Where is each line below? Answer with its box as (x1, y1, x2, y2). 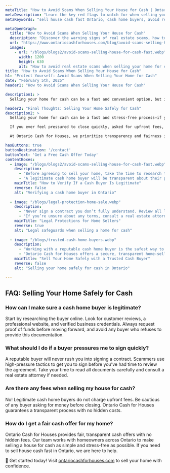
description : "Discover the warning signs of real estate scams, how (10, 36, 159, 41)
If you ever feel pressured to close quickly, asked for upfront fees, (10, 124, 164, 130)
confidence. (5, 463, 30, 469)
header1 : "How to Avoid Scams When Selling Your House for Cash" (5, 83, 146, 88)
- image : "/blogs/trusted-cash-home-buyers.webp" (10, 237, 116, 242)
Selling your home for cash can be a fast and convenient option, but (10, 97, 162, 102)
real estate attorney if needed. (5, 372, 68, 379)
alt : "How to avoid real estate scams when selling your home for (18, 64, 162, 69)
